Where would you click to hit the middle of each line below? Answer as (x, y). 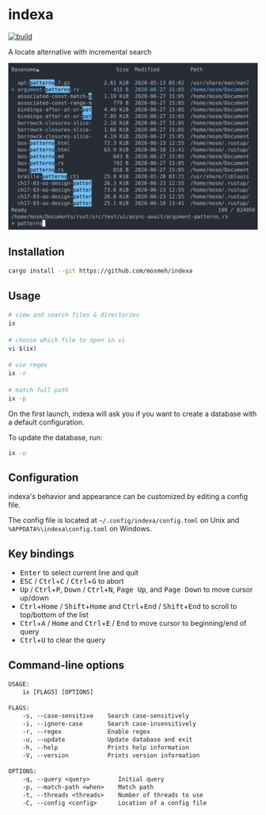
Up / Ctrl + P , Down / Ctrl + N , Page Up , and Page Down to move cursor (136, 590)
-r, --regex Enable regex (86, 732)
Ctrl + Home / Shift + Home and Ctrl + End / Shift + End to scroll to (128, 607)
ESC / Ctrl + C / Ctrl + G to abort (72, 581)
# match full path (38, 390)
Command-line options (66, 665)
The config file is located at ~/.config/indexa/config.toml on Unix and (124, 520)
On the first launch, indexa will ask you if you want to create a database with (133, 413)
